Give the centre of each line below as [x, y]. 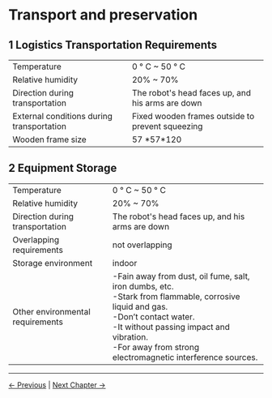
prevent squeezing [168, 126]
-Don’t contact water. [154, 316]
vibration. [130, 336]
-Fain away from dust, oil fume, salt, [181, 276]
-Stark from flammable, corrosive [176, 296]
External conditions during [63, 116]
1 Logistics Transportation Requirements [113, 45]
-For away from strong [156, 347]
